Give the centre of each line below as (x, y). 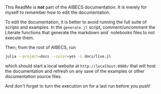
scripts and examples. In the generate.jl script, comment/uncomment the (80, 27)
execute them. (20, 38)
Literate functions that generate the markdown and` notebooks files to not (80, 32)
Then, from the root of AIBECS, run (41, 47)
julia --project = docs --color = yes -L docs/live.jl (58, 56)
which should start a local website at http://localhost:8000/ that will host (80, 66)
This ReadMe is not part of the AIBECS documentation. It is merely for (76, 7)
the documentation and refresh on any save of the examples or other (75, 71)
